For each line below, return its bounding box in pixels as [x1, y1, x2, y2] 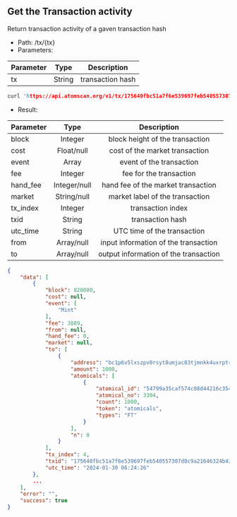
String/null [55, 191, 90, 201]
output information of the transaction [98, 249, 220, 259]
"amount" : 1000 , [70, 366, 119, 373]
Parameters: [17, 45, 54, 54]
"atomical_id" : [95, 385, 140, 393]
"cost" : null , [44, 294, 87, 301]
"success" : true [20, 497, 68, 504]
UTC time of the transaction [113, 226, 205, 236]
